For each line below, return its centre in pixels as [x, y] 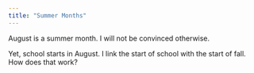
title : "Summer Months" [48, 15]
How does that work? [43, 62]
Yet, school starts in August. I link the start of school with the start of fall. [127, 53]
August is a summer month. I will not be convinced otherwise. [109, 38]
